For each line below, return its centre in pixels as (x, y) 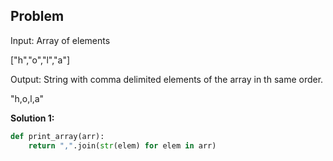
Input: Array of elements (60, 40)
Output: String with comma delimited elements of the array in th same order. (167, 79)
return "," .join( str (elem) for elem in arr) (122, 145)
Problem (37, 16)
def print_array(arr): (57, 136)
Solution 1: (32, 118)
